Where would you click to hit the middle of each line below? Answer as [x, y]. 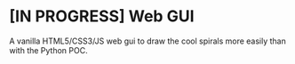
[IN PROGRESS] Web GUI [102, 16]
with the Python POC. [48, 50]
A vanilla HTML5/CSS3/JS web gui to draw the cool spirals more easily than [147, 41]
